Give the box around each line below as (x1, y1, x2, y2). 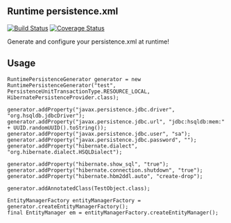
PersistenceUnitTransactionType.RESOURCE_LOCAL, (7, 88, 151, 95)
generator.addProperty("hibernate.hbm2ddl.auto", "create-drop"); (7, 172, 203, 179)
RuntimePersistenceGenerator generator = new (7, 75, 141, 82)
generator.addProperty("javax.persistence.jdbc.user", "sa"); (7, 130, 191, 137)
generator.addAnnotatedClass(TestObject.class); (7, 185, 151, 192)
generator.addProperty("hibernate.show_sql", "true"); (7, 161, 169, 168)
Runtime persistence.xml (7, 6, 119, 17)
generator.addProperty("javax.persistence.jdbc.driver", (7, 106, 176, 113)
